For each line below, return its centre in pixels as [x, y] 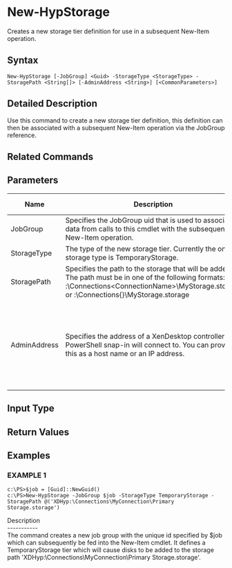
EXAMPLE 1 [27, 475]
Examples [29, 455]
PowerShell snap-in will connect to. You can [137, 345]
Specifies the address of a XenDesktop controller [145, 336]
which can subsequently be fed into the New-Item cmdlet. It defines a [106, 543]
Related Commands [50, 157]
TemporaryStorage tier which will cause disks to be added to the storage [110, 550]
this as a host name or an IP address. [125, 353]
